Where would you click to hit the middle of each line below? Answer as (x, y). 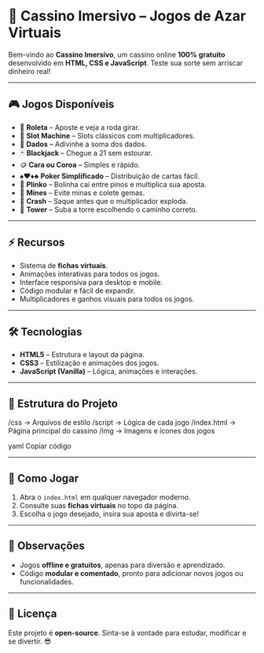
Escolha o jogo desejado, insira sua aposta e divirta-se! (109, 514)
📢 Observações (46, 546)
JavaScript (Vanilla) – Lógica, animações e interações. (108, 371)
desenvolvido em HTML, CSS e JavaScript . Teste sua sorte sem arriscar (126, 63)
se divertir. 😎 (30, 641)
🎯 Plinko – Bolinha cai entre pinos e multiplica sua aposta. (113, 184)
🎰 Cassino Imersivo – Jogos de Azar (127, 16)
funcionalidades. (46, 581)
